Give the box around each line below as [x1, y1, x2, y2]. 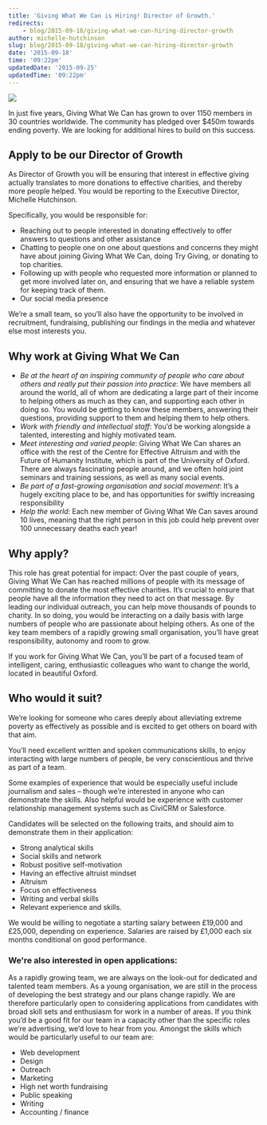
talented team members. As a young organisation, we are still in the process [8, 981, 257, 991]
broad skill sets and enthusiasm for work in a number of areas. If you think [8, 1007, 252, 1016]
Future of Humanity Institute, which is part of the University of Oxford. [19, 456, 249, 465]
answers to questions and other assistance [19, 234, 162, 244]
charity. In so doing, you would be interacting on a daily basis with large [8, 611, 244, 620]
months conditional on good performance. [8, 935, 147, 944]
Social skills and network [19, 851, 102, 860]
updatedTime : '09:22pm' [8, 71, 88, 79]
